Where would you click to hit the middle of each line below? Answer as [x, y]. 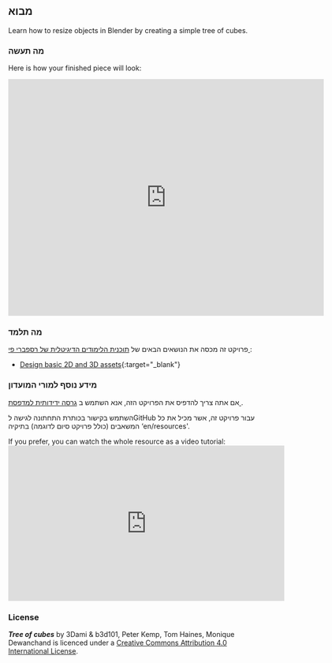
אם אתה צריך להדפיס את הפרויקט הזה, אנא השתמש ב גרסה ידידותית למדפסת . [126, 402]
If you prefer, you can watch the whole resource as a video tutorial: [117, 441]
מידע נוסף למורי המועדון [52, 385]
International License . [43, 651]
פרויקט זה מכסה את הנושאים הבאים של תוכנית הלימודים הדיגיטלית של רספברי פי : [130, 350]
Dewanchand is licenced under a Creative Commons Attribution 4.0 [118, 642]
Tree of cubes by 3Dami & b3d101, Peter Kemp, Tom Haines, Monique [121, 634]
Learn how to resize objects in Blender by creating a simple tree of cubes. [128, 30]
